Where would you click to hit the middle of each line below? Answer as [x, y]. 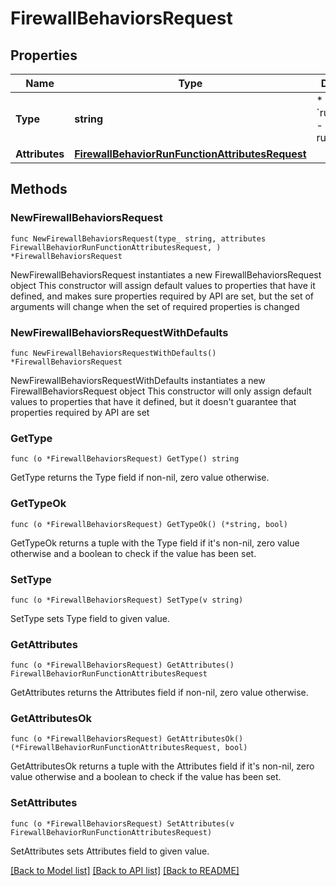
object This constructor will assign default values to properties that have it [163, 285]
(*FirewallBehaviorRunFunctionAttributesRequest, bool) [129, 748]
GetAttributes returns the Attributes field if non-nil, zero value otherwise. [159, 693]
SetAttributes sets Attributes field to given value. [110, 851]
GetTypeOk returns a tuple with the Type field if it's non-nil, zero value [155, 543]
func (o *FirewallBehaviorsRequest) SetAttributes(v [122, 823]
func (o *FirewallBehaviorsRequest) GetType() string [125, 459]
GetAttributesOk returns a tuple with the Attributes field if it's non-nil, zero [162, 766]
